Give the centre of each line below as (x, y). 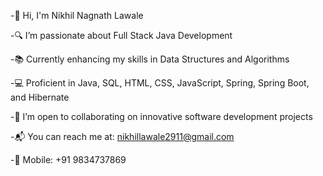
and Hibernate (40, 97)
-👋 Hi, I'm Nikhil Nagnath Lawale (77, 15)
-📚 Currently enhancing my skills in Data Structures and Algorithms (150, 59)
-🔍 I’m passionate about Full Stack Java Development (121, 35)
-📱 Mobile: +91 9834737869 (68, 159)
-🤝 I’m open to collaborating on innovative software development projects (161, 116)
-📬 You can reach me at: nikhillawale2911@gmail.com (122, 136)
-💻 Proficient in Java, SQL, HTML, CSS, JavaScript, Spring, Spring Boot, (160, 83)
